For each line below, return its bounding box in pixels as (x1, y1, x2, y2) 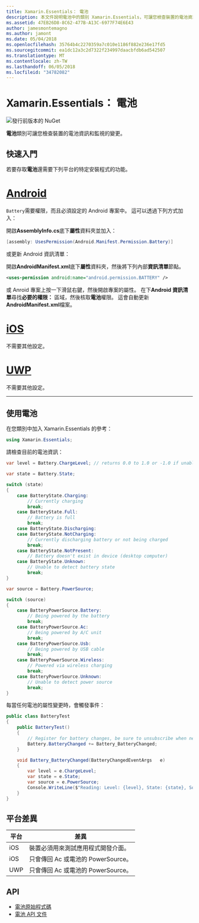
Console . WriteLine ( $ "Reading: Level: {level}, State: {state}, (27, 784, 187, 790)
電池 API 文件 (14, 911, 47, 918)
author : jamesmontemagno (6, 25, 68, 31)
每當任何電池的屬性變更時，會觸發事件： (6, 702, 105, 709)
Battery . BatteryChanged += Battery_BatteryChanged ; (27, 741, 158, 747)
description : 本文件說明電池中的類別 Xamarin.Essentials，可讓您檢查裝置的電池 (6, 14, 188, 20)
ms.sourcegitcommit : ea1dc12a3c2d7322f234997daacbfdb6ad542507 (6, 47, 166, 53)
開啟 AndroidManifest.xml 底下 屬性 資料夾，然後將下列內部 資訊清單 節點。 (6, 263, 185, 270)
